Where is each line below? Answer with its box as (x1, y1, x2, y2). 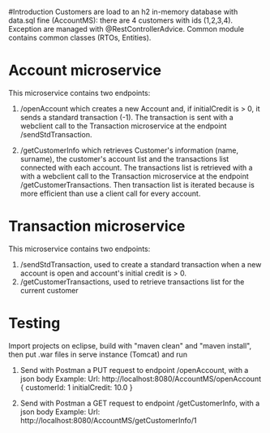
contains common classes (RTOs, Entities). (8, 32, 152, 42)
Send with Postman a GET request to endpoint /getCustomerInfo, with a (19, 398, 260, 408)
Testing (8, 314, 61, 332)
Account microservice (8, 61, 162, 80)
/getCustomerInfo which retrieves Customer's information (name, (19, 145, 239, 155)
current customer (19, 285, 79, 295)
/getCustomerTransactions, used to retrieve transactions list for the (19, 276, 245, 287)
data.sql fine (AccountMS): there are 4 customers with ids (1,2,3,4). (8, 15, 234, 25)
